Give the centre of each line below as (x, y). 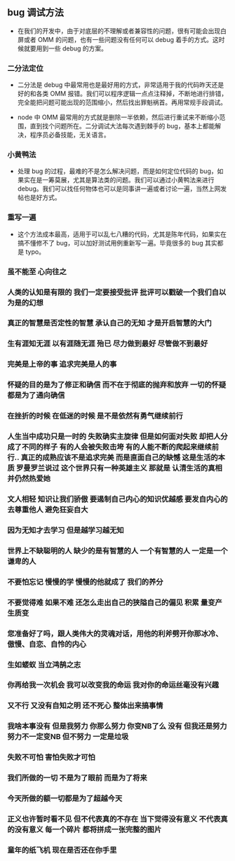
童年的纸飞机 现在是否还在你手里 (62, 850)
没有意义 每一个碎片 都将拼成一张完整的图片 (88, 829)
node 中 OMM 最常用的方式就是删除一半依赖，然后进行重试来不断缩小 (118, 117)
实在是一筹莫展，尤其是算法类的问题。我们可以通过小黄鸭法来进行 (119, 180)
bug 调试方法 (36, 13)
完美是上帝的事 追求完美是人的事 (62, 365)
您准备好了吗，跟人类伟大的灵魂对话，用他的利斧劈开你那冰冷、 (115, 633)
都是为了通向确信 (36, 395)
